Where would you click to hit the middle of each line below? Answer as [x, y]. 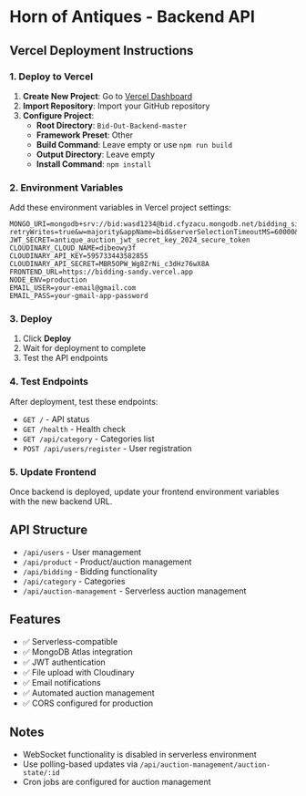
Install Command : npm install [94, 164]
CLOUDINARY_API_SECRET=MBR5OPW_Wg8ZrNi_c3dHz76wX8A [109, 264]
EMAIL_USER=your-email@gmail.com [73, 288]
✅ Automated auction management [88, 693]
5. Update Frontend [53, 471]
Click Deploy [47, 338]
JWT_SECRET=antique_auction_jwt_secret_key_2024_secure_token [130, 240]
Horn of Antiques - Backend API [132, 17]
